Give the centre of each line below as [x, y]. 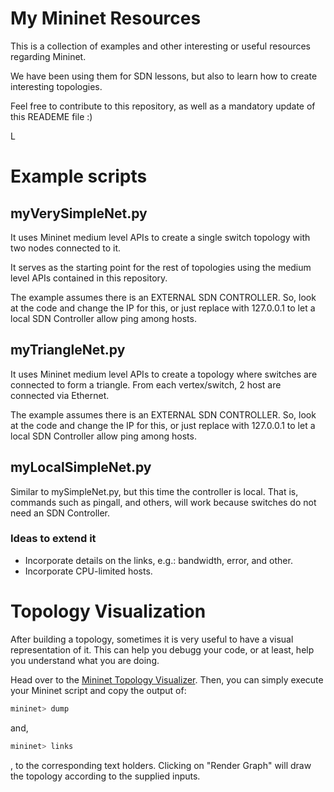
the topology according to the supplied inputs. [105, 776]
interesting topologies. [56, 86]
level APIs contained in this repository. [89, 278]
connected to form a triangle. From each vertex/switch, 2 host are [146, 384]
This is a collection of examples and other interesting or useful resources [160, 46]
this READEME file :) [51, 116]
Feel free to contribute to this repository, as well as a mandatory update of [163, 106]
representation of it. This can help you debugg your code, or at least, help [162, 649]
